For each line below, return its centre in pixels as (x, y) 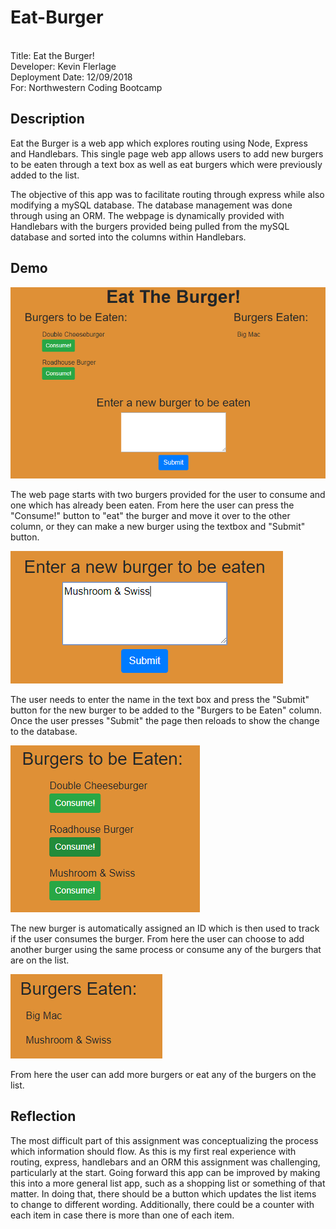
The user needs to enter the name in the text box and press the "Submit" (160, 699)
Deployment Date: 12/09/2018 (71, 77)
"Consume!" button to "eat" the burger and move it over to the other (150, 515)
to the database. (44, 731)
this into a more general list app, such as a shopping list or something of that (168, 1183)
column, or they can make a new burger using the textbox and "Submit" (158, 526)
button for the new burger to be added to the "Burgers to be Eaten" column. (166, 710)
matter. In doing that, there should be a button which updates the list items (163, 1193)
